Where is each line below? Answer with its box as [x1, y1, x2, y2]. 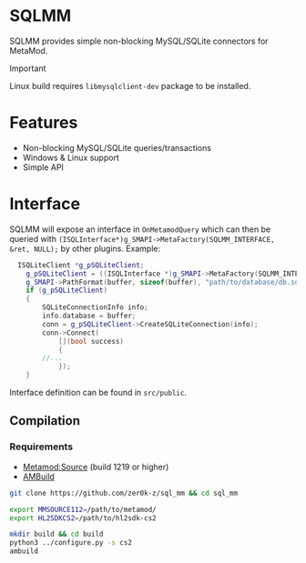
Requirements [9, 440, 74, 453]
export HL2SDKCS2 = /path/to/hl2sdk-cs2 [9, 513, 157, 523]
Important [9, 63, 46, 74]
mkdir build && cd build [9, 529, 104, 539]
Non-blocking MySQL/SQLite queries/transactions [22, 142, 212, 153]
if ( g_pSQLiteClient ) [25, 286, 107, 296]
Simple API [22, 161, 64, 173]
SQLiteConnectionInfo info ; [42, 303, 148, 312]
